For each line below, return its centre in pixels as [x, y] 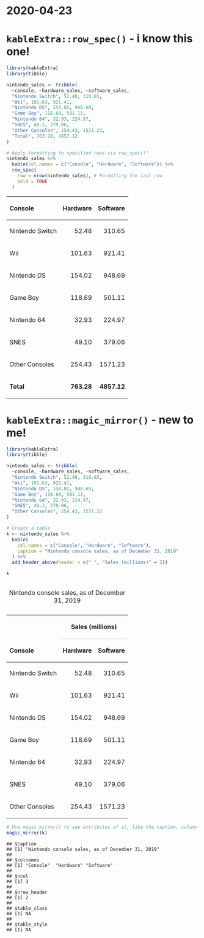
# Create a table [28, 528]
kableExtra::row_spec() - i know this [100, 39]
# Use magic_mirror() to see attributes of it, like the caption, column [102, 827]
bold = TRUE [32, 181]
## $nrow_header [27, 892]
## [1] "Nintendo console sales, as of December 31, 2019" [83, 849]
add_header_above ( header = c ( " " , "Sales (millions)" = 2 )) [90, 562]
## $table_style [27, 924]
